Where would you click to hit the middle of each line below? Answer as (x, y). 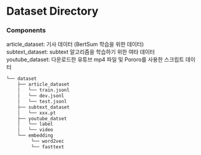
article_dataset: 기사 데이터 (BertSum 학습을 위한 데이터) (75, 45)
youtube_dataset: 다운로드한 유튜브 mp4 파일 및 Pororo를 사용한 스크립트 (95, 60)
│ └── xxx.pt (37, 113)
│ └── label (35, 124)
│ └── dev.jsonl (41, 96)
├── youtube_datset (42, 118)
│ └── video (35, 130)
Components (26, 31)
